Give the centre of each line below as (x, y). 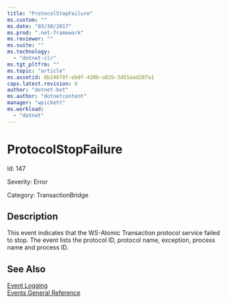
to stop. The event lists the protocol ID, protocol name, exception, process (111, 240)
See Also (26, 269)
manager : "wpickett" (37, 103)
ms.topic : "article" (37, 71)
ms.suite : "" (26, 45)
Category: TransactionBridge (48, 195)
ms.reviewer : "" (30, 39)
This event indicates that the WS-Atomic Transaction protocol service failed (113, 233)
